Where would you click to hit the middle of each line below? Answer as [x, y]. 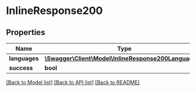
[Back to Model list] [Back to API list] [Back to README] [73, 82]
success [21, 68]
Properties [26, 32]
